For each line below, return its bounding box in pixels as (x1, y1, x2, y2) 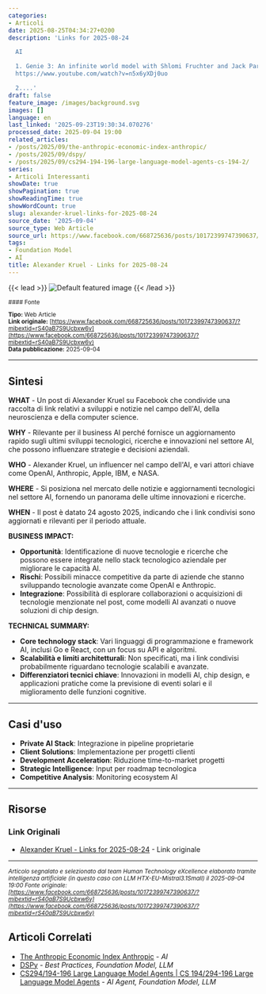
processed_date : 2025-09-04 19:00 (8, 129, 123, 136)
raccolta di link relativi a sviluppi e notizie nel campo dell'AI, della (8, 404, 220, 413)
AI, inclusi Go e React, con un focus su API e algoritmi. (19, 645, 197, 654)
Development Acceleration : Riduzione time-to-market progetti (19, 755, 226, 766)
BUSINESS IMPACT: (8, 532, 74, 541)
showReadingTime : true (8, 195, 83, 203)
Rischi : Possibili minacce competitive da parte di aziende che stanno (19, 572, 245, 581)
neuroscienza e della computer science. (8, 413, 139, 422)
